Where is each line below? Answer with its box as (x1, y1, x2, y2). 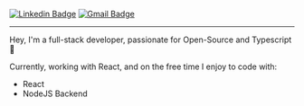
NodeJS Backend (22, 88, 88, 99)
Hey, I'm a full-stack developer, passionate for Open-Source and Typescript (9, 34, 292, 45)
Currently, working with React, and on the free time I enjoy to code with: (9, 61, 278, 72)
